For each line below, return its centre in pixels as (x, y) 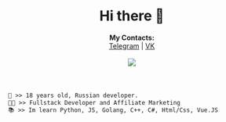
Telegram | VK (132, 45)
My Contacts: (132, 38)
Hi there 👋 (132, 16)
